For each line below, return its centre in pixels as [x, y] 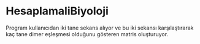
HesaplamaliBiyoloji [57, 11]
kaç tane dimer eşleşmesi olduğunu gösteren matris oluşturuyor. [87, 34]
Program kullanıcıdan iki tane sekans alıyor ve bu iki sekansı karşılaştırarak [100, 28]
